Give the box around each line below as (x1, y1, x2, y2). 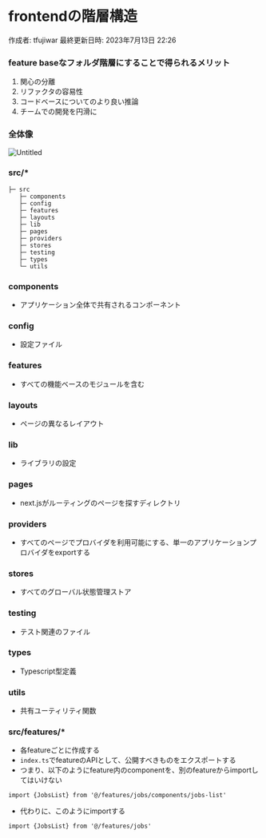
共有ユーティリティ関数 (19, 706, 97, 716)
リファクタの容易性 (19, 87, 84, 97)
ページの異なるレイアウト (19, 419, 105, 428)
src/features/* (8, 726, 66, 737)
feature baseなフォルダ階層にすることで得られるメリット (8, 57, 230, 68)
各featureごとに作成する (19, 745, 100, 755)
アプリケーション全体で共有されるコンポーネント (19, 300, 181, 310)
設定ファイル (19, 340, 62, 349)
